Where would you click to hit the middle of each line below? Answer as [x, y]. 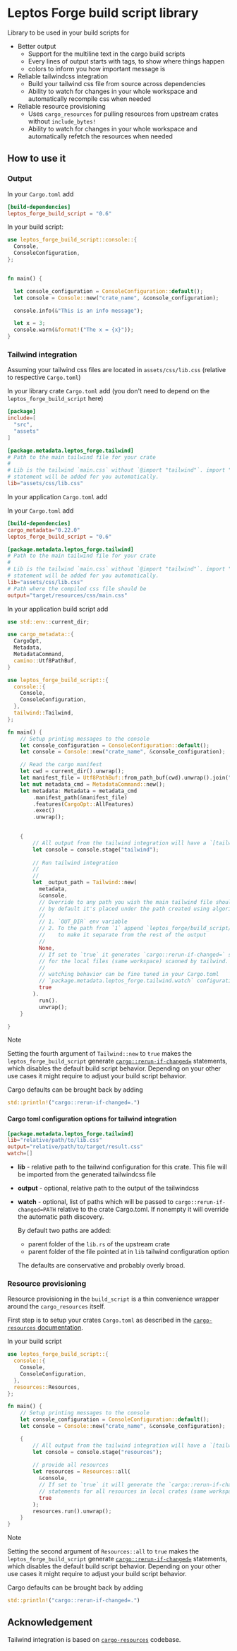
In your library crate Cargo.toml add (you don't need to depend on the [109, 391]
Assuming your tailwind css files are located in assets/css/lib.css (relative [117, 370]
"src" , [23, 425]
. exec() [44, 811]
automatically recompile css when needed [90, 99]
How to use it [37, 159]
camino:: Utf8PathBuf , [45, 661]
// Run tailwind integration [75, 863]
